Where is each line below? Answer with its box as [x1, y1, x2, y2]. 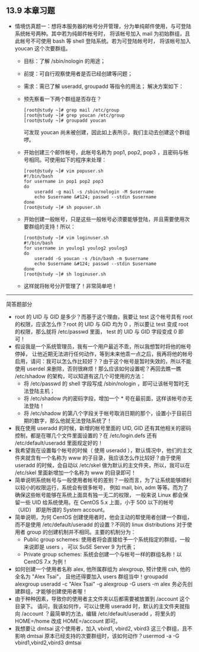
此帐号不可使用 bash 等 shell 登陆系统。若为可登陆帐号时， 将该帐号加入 [14, 37, 191, 45]
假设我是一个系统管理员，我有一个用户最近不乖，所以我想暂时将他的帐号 [14, 343, 191, 350]
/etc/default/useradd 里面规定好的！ [14, 439, 104, 447]
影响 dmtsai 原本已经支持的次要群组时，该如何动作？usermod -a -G [14, 632, 179, 640]
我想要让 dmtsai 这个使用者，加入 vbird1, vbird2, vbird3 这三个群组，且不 [14, 625, 192, 632]
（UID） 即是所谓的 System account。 [14, 506, 108, 513]
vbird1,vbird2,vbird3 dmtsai [14, 639, 82, 646]
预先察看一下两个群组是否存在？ [23, 95, 102, 102]
